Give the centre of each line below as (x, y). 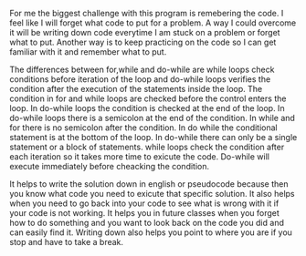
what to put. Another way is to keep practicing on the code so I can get (143, 42)
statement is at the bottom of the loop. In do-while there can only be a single (153, 137)
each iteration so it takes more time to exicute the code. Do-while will (139, 157)
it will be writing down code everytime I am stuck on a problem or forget (145, 32)
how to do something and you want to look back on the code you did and (147, 223)
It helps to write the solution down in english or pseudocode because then (149, 184)
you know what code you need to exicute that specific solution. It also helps (152, 194)
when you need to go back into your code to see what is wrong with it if (144, 203)
